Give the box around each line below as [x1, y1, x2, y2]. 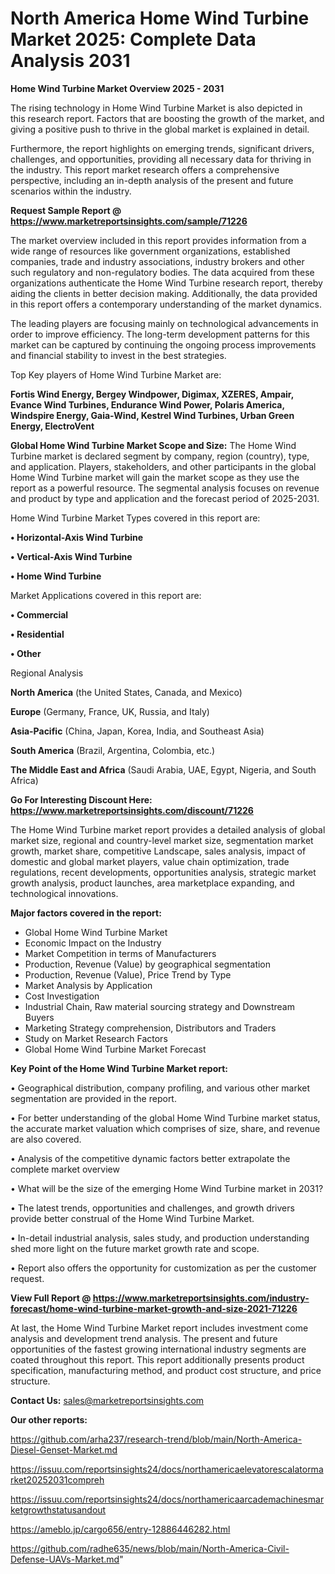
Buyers [24, 1011, 55, 1023]
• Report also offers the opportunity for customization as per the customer [10, 1262, 317, 1274]
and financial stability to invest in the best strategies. [10, 349, 227, 361]
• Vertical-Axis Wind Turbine [10, 550, 133, 562]
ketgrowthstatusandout [10, 1503, 107, 1516]
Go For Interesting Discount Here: [10, 793, 153, 806]
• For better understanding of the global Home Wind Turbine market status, [10, 1112, 321, 1124]
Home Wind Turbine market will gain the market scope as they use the [10, 471, 300, 483]
